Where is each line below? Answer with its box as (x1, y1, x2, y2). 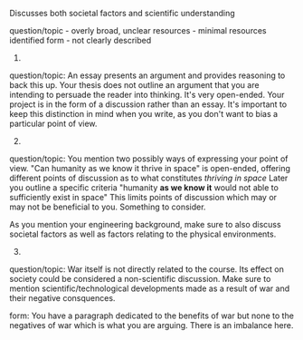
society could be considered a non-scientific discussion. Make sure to (9, 274, 271, 284)
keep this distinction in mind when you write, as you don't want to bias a (9, 109, 279, 119)
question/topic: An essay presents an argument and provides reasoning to (9, 70, 286, 81)
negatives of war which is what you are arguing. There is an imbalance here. (9, 320, 294, 330)
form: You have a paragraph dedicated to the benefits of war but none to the (9, 310, 294, 321)
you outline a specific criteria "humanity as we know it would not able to (9, 182, 279, 193)
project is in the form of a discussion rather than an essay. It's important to (9, 99, 288, 110)
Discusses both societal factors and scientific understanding (9, 8, 235, 18)
